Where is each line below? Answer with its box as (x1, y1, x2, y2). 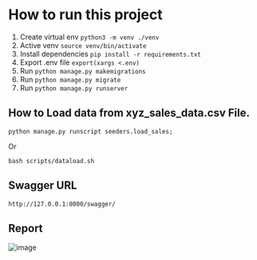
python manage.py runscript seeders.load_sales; (8, 127, 173, 135)
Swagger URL (8, 178, 77, 193)
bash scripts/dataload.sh (8, 157, 94, 165)
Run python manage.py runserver (19, 82, 128, 93)
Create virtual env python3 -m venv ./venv (19, 32, 160, 42)
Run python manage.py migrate (19, 74, 121, 84)
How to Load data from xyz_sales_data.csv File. (8, 106, 250, 120)
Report (8, 222, 43, 235)
